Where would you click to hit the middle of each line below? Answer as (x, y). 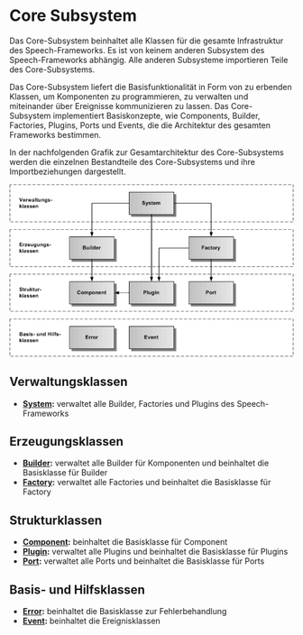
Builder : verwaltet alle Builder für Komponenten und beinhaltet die (146, 463)
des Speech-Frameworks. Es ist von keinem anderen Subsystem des (137, 50)
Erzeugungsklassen (67, 442)
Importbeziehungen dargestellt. (68, 171)
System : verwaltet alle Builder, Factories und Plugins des (129, 403)
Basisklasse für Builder (65, 473)
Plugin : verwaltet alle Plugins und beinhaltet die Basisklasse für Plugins (155, 552)
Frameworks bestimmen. (55, 134)
